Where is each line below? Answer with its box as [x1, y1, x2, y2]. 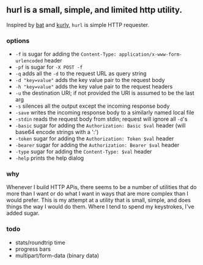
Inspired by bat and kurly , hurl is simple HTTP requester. [6, 21, 150, 28]
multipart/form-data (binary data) [15, 252, 100, 259]
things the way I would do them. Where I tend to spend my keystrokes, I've [6, 203, 194, 211]
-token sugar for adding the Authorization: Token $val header [15, 135, 174, 143]
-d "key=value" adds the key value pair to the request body [15, 77, 165, 84]
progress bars [15, 245, 51, 253]
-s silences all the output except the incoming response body [15, 102, 170, 110]
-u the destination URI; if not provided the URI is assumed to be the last [15, 89, 194, 97]
